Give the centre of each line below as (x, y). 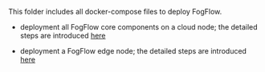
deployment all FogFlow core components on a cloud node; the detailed (139, 27)
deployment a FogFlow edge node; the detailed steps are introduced (133, 51)
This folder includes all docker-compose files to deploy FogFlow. (115, 12)
